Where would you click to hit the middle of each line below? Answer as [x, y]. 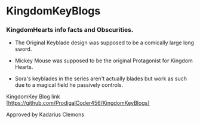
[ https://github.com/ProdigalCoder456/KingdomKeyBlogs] [78, 103]
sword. [23, 49]
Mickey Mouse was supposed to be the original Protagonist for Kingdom [104, 61]
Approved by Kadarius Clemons [45, 114]
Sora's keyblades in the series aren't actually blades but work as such [101, 78]
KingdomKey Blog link [33, 96]
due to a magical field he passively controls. [69, 85]
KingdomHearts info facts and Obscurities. [70, 30]
